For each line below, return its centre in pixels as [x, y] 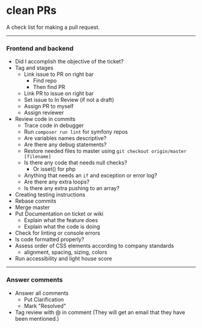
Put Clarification [44, 299]
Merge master [32, 208]
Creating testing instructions [50, 195]
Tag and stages [34, 68]
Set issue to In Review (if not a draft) [69, 100]
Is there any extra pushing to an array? [72, 188]
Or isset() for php [54, 169]
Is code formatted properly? [50, 240]
